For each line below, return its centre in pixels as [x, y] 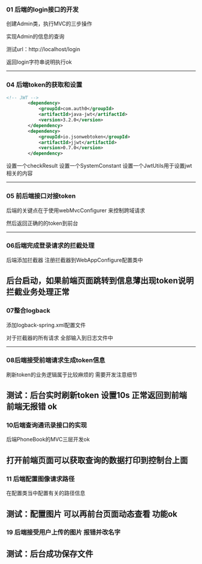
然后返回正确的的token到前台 [42, 223]
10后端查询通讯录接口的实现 [47, 425]
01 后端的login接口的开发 [43, 9]
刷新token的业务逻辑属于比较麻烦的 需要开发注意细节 [72, 375]
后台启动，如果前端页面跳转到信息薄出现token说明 [100, 281]
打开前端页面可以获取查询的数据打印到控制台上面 [97, 460]
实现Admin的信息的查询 [35, 37]
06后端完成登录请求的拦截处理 [50, 246]
